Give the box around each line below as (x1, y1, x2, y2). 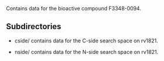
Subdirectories (6, 21, 61, 31)
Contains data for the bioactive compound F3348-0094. (6, 5, 141, 12)
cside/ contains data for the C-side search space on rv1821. (14, 37, 159, 44)
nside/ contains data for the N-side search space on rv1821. (14, 48, 159, 55)
